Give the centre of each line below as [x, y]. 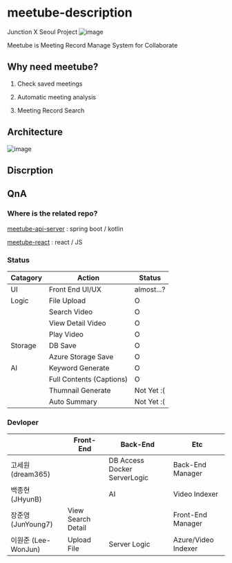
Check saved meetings [50, 84]
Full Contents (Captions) [88, 379]
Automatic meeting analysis [57, 97]
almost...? [150, 289]
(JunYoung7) [32, 524]
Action [88, 278]
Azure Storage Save [81, 356]
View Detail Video [77, 323]
